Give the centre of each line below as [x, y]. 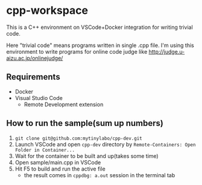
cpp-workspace [47, 11]
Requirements [33, 77]
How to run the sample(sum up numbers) [85, 123]
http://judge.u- [167, 51]
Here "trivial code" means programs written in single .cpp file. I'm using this [100, 45]
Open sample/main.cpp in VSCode [58, 162]
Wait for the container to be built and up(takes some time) [87, 156]
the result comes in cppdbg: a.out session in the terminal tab [99, 175]
